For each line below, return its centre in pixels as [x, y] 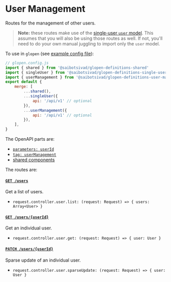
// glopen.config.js [27, 63]
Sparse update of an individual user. [43, 260]
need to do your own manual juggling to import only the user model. [89, 43]
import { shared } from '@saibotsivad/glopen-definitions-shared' [77, 68]
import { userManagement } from [39, 77]
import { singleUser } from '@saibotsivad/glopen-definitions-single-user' [87, 72]
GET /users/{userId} [27, 217]
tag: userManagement [34, 155]
